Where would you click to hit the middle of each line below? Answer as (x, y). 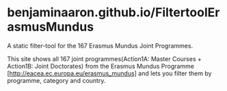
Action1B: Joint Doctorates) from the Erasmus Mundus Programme (101, 66)
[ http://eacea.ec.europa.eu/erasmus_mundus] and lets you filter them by (109, 73)
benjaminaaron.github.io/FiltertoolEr (113, 13)
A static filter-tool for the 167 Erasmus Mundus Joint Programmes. (100, 45)
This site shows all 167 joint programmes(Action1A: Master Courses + (104, 58)
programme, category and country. (56, 80)
